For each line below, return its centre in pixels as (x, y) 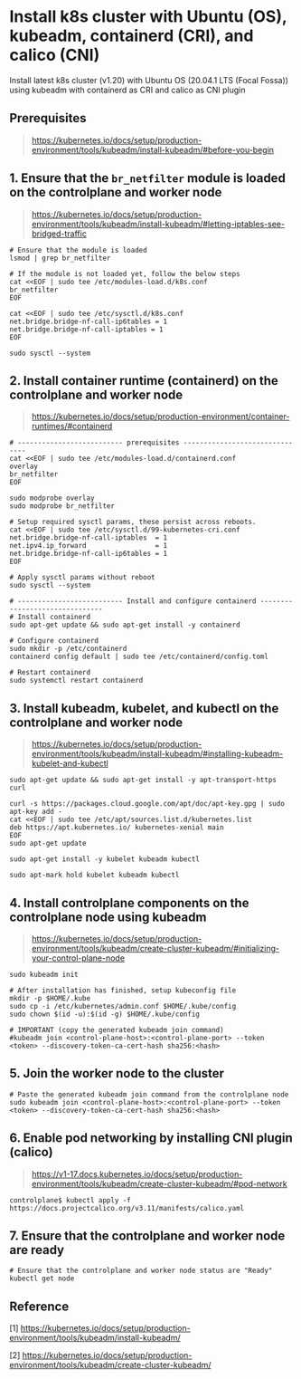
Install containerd (54, 618)
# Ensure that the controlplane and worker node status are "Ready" (141, 1271)
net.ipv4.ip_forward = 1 (89, 546)
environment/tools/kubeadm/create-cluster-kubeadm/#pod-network (159, 1183)
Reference (39, 1306)
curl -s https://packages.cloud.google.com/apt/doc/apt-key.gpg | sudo (147, 804)
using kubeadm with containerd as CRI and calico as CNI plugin (127, 90)
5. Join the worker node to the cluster (117, 1073)
